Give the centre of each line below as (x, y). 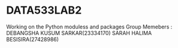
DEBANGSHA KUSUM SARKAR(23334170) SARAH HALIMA (79, 33)
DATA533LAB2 (44, 10)
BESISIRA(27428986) (32, 39)
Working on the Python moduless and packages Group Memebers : (89, 27)
